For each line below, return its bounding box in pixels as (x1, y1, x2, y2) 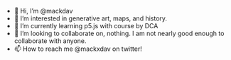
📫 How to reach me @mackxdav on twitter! (14, 44, 142, 53)
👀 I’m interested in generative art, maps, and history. (14, 14, 168, 23)
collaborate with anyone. (14, 37, 87, 45)
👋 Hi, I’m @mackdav (14, 7, 73, 15)
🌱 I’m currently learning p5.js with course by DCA (14, 22, 159, 30)
